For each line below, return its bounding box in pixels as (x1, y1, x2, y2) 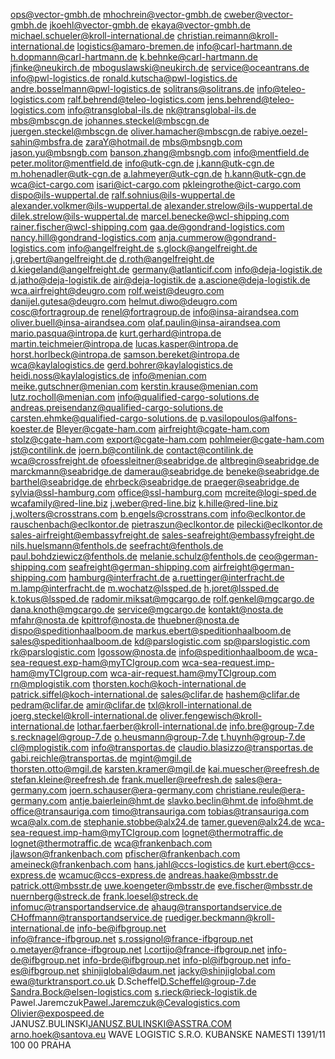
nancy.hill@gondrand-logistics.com (10, 232, 157, 243)
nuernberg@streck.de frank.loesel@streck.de (10, 890, 199, 902)
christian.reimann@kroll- (176, 30, 279, 41)
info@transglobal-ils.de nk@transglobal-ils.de (67, 104, 257, 116)
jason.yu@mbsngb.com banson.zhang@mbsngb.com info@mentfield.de (10, 147, 310, 158)
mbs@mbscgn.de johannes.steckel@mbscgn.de (10, 115, 210, 126)
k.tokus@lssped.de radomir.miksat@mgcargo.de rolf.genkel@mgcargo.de (10, 593, 315, 604)
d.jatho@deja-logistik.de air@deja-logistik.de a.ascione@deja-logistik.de (10, 274, 311, 286)
